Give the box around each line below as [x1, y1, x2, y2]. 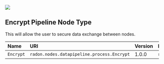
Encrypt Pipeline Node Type [5, 18, 92, 27]
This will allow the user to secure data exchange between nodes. [5, 31, 136, 37]
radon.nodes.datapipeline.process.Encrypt [30, 51, 130, 57]
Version [134, 43, 153, 49]
